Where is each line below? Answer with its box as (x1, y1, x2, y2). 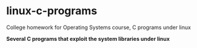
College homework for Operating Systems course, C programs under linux (6, 24, 192, 31)
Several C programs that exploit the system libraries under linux (6, 35, 170, 42)
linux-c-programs (6, 4, 98, 18)
